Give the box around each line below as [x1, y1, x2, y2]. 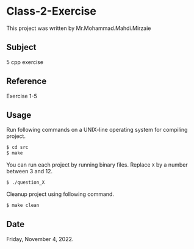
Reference [6, 76, 47, 87]
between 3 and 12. [6, 168, 53, 175]
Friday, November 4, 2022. [6, 235, 74, 242]
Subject [6, 42, 37, 52]
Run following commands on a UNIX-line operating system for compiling [6, 126, 188, 134]
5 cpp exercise [6, 58, 44, 65]
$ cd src [6, 145, 29, 151]
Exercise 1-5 [6, 92, 38, 99]
